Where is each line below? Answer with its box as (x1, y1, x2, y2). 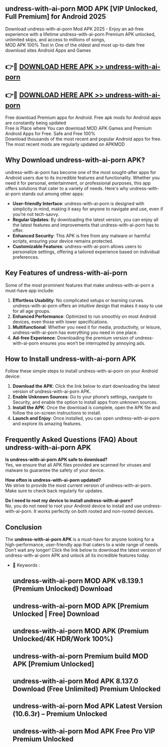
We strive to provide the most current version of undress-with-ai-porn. (5, 482, 152, 489)
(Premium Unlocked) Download (12, 585, 113, 593)
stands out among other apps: (22, 191, 84, 197)
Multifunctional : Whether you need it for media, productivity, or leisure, (12, 324, 161, 330)
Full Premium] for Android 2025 (5, 13, 106, 21)
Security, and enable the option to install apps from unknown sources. (12, 399, 158, 406)
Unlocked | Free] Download (12, 609, 100, 618)
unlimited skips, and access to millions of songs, (5, 36, 106, 42)
